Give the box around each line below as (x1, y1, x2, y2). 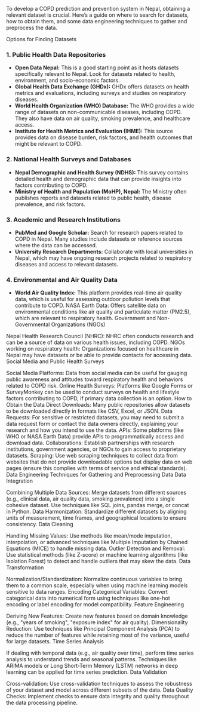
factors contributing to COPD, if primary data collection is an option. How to (6, 395, 192, 402)
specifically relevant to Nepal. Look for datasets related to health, (14, 70, 176, 78)
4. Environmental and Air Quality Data (6, 275, 118, 284)
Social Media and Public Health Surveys (6, 358, 104, 365)
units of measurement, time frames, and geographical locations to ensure (6, 514, 187, 521)
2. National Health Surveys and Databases (6, 155, 131, 164)
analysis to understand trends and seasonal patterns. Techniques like (6, 656, 177, 663)
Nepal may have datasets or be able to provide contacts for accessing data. (6, 352, 193, 359)
